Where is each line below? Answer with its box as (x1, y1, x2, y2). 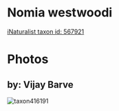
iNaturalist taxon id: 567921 (7, 27, 85, 36)
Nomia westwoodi (7, 5, 113, 21)
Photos (7, 51, 49, 67)
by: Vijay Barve (7, 79, 74, 90)
